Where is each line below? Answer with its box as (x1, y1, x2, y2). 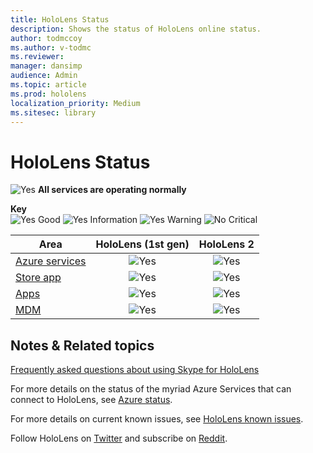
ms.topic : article (10, 80, 87, 90)
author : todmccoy (10, 33, 83, 43)
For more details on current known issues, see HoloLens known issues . (10, 413, 304, 425)
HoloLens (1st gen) (95, 237, 190, 251)
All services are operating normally (37, 184, 187, 196)
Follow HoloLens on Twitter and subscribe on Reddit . (10, 432, 228, 445)
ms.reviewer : (10, 52, 65, 62)
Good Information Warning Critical (37, 214, 258, 226)
